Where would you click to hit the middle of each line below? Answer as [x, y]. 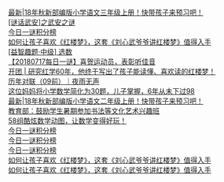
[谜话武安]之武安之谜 [42, 22]
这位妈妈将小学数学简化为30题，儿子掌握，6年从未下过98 [101, 91]
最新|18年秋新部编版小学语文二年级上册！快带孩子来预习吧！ [106, 101]
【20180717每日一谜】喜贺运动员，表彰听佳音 [82, 61]
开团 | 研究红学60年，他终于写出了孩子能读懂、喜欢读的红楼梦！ [112, 71]
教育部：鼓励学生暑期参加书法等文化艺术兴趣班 [84, 111]
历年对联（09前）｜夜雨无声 [54, 81]
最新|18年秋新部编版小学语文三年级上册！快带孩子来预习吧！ [106, 12]
